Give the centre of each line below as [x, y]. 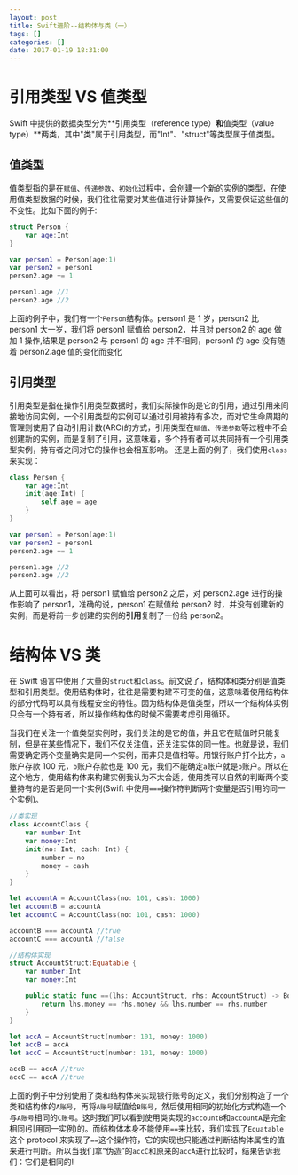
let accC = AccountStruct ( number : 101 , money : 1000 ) [109, 1053]
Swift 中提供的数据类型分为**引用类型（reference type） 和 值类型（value [142, 123]
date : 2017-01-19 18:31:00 [59, 51]
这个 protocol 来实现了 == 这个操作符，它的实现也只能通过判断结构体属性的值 [147, 1140]
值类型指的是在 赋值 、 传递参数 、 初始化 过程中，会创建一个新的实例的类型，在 [144, 188]
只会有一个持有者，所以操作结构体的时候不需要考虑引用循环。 [122, 714]
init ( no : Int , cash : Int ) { [77, 849]
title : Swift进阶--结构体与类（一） [70, 26]
